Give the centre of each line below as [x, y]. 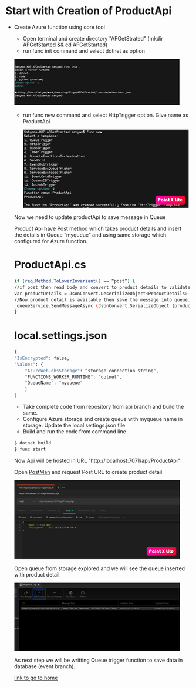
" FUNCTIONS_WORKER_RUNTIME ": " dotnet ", [74, 377]
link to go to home [36, 678]
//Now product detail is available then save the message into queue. [102, 300]
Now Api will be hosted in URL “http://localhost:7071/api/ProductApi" [97, 460]
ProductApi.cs [50, 265]
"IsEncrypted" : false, [42, 358]
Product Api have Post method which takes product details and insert [98, 228]
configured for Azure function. [51, 241]
